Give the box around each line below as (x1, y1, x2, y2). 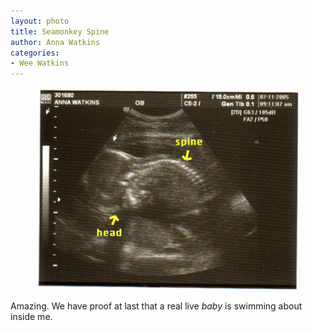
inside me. (10, 311, 53, 323)
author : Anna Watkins (10, 37, 101, 47)
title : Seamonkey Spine (10, 26, 110, 37)
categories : (10, 48, 60, 58)
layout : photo (10, 16, 70, 26)
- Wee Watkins (10, 58, 70, 69)
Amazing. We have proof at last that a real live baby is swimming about (10, 300, 303, 312)
